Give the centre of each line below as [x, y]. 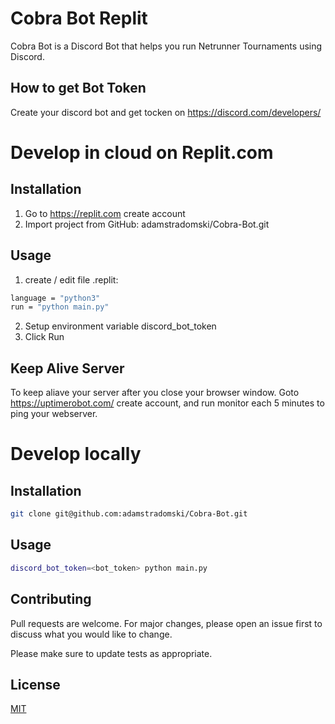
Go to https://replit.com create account [105, 213]
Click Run [44, 337]
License [35, 684]
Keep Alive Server [67, 368]
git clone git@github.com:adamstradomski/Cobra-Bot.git [129, 514]
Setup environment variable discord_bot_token [120, 326]
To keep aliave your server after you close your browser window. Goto [155, 393]
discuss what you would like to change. [91, 634]
